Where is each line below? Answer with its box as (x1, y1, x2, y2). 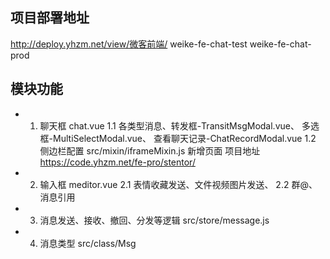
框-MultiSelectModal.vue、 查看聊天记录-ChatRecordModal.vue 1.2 (39, 132, 317, 144)
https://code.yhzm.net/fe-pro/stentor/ (39, 156, 196, 168)
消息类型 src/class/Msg (39, 237, 137, 249)
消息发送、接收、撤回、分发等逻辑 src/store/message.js (39, 214, 270, 226)
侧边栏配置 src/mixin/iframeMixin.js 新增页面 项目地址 (39, 144, 261, 157)
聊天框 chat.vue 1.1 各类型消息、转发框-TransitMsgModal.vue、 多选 (39, 119, 320, 132)
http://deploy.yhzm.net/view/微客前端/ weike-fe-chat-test (10, 38, 248, 50)
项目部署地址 (10, 9, 90, 27)
